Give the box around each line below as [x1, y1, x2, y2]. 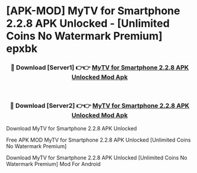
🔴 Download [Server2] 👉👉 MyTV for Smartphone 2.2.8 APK [9, 102, 190, 110]
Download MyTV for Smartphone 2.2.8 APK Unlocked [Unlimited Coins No [6, 154, 188, 161]
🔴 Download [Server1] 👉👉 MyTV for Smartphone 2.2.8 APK [10, 63, 189, 72]
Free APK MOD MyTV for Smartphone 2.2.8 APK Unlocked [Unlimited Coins [6, 136, 191, 143]
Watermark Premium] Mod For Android [6, 160, 101, 167]
